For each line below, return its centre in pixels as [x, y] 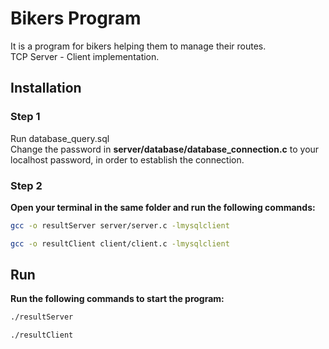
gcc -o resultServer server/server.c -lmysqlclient [120, 225]
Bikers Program [76, 18]
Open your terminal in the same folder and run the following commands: [163, 207]
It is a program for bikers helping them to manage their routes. [138, 46]
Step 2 [26, 185]
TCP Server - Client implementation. [85, 56]
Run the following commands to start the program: [117, 299]
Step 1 [25, 117]
